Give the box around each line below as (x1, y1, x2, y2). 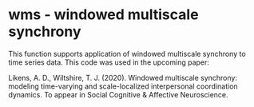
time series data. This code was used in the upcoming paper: (8, 57, 210, 67)
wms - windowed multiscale (8, 6, 199, 24)
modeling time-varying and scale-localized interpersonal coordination (8, 81, 238, 91)
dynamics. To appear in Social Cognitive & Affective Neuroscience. (8, 89, 229, 99)
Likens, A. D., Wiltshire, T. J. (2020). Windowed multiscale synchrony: (8, 73, 238, 82)
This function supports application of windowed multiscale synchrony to (8, 49, 246, 58)
